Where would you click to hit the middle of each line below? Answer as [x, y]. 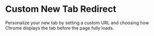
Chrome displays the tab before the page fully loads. [60, 28]
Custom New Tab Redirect [61, 9]
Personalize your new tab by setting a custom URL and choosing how [77, 23]
